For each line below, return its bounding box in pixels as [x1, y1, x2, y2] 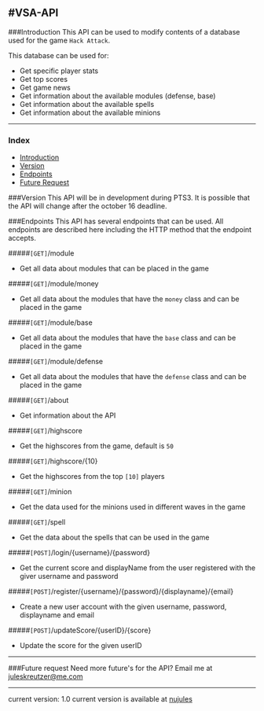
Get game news [19, 83, 71, 92]
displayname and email [19, 610, 94, 620]
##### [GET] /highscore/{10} [8, 456, 98, 466]
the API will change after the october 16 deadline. [8, 201, 167, 211]
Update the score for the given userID [19, 641, 143, 650]
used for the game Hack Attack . [8, 35, 111, 45]
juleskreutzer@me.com [8, 672, 83, 681]
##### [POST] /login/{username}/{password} [8, 548, 151, 558]
